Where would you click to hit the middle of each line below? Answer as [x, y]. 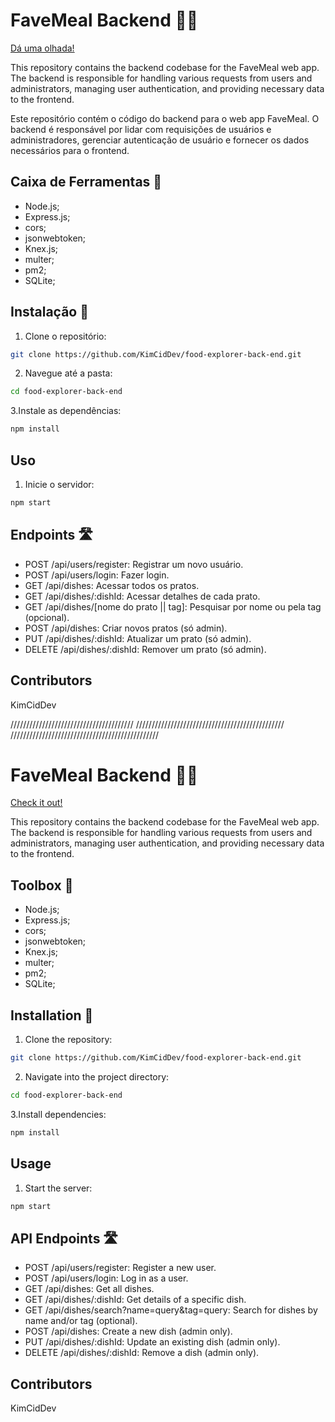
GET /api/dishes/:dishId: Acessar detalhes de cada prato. [142, 596]
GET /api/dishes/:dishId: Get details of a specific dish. [135, 1300]
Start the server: [58, 1188]
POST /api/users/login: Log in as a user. [106, 1278]
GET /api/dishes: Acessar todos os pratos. [112, 585]
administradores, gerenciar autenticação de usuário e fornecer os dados [160, 140]
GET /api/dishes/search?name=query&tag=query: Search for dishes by [171, 1310]
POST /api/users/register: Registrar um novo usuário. [134, 564]
